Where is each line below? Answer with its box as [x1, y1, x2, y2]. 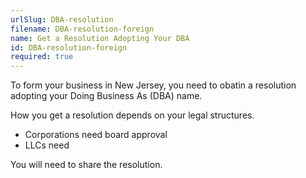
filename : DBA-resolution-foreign [10, 24, 155, 34]
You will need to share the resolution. [10, 159, 163, 171]
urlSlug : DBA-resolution [10, 14, 114, 25]
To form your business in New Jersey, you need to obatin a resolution [10, 79, 297, 91]
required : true [10, 52, 74, 62]
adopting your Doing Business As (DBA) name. [10, 90, 203, 102]
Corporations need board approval [24, 129, 168, 141]
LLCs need [24, 139, 70, 151]
